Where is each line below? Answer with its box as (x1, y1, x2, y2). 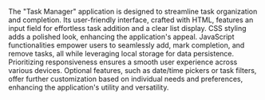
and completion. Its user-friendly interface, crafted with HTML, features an (8, 15, 254, 25)
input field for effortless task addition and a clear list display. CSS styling (8, 24, 247, 33)
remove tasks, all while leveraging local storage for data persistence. (8, 49, 235, 58)
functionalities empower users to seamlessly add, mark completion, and (8, 40, 245, 50)
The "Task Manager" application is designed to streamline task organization (8, 7, 258, 16)
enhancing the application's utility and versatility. (8, 83, 169, 92)
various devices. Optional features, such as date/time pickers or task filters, (8, 66, 257, 75)
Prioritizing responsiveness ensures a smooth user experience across (8, 57, 238, 67)
